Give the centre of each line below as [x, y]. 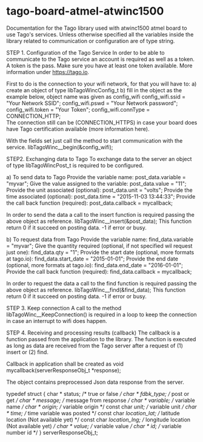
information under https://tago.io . [48, 72]
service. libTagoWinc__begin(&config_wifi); [60, 147]
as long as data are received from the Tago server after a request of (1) [95, 345]
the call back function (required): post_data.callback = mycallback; [89, 203]
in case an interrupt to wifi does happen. [57, 321]
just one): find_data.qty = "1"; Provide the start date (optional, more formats [100, 252]
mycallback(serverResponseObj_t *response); [64, 370]
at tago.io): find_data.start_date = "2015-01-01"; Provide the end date [92, 259]
